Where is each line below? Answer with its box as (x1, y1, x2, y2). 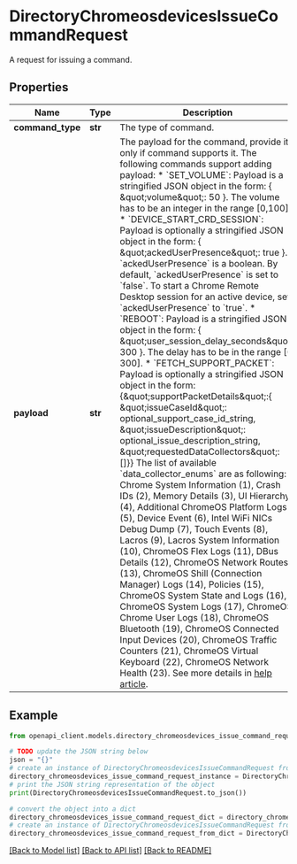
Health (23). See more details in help (119, 667, 272, 679)
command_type (13, 121, 81, 134)
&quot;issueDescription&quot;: (119, 423, 246, 436)
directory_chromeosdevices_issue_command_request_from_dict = (9, 829, 243, 838)
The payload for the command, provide (119, 135, 282, 148)
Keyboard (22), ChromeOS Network (119, 655, 270, 667)
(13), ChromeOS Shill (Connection (119, 567, 263, 579)
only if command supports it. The (119, 146, 257, 158)
